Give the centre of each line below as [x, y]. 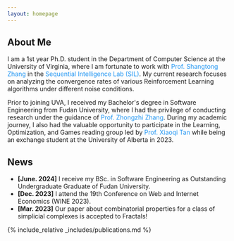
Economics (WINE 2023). [54, 202]
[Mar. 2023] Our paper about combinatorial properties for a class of [116, 209]
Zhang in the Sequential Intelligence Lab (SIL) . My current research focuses [117, 74]
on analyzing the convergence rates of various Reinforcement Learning [111, 82]
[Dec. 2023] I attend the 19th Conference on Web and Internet [108, 194]
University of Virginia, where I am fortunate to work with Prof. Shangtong [113, 67]
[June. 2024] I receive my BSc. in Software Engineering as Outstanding [122, 179]
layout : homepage [33, 14]
